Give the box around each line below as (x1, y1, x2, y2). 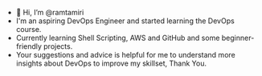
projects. (43, 42, 73, 51)
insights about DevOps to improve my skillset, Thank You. (15, 58, 207, 68)
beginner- (221, 33, 255, 42)
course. (15, 25, 42, 34)
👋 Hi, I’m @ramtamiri (15, 8, 84, 17)
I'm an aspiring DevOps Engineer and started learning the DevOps (15, 16, 235, 26)
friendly (15, 42, 43, 51)
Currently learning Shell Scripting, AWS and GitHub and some (15, 33, 220, 42)
